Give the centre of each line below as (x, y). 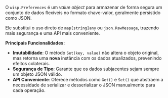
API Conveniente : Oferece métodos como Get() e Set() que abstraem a (88, 80)
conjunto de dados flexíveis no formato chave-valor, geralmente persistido (83, 13)
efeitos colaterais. (31, 63)
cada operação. (29, 90)
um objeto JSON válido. (37, 74)
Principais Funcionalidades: (35, 43)
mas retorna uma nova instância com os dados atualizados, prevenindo (87, 58)
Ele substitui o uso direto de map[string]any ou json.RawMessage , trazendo (82, 28)
